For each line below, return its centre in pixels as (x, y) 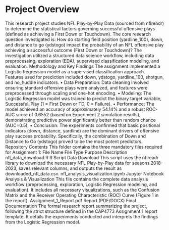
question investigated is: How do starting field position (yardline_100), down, (84, 39)
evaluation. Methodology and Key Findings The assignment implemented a (83, 66)
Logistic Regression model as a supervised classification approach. (75, 71)
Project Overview (42, 9)
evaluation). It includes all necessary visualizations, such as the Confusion (82, 190)
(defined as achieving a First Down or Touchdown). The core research (78, 34)
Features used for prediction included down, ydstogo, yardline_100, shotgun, (84, 77)
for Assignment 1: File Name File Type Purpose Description (66, 152)
